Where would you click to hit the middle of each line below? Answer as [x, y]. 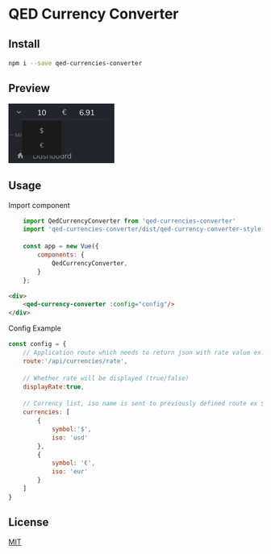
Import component [39, 205]
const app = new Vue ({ [61, 247]
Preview [29, 88]
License [29, 522]
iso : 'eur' [70, 472]
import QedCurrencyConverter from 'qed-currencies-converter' [129, 221]
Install [24, 44]
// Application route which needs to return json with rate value [137, 352]
